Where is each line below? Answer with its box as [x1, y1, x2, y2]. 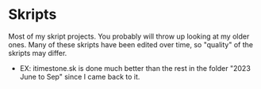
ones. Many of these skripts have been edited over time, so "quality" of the [8, 39, 254, 49]
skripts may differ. [8, 48, 67, 57]
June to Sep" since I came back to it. [19, 72, 140, 81]
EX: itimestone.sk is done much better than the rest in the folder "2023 [19, 63, 251, 72]
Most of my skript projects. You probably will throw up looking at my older [8, 32, 250, 41]
